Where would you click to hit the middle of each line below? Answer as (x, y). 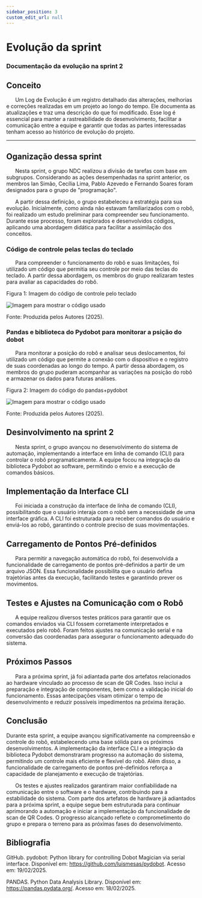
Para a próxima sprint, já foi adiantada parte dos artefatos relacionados (103, 676)
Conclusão (27, 721)
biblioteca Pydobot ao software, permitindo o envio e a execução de (91, 466)
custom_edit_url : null (35, 17)
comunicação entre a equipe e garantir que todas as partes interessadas (96, 125)
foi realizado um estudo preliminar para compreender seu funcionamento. (98, 215)
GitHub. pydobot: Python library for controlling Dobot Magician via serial (96, 857)
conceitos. (19, 234)
